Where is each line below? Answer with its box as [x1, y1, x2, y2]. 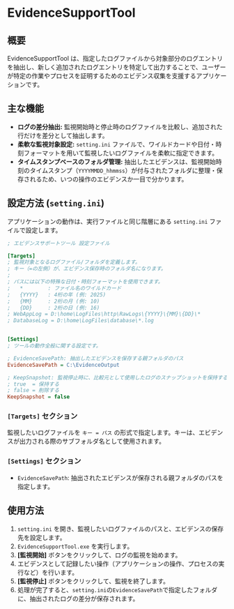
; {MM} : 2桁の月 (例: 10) [7, 298, 100, 305]
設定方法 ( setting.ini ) [7, 197, 104, 209]
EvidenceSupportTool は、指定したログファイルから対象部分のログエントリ [7, 54, 224, 62]
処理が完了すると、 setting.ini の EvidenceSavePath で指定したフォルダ [17, 585, 218, 594]
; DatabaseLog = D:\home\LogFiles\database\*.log [7, 317, 155, 324]
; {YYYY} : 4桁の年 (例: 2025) [7, 291, 107, 298]
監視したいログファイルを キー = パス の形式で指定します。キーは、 [7, 428, 199, 437]
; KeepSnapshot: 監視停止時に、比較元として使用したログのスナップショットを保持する [7, 374, 228, 381]
